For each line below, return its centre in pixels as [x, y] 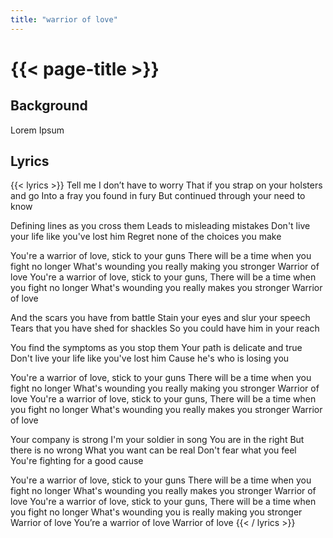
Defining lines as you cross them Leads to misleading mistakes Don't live [160, 226]
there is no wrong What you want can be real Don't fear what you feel [153, 450]
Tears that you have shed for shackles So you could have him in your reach [165, 328]
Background [49, 106]
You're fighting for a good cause [77, 461]
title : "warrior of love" [64, 19]
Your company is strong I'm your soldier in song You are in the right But [157, 440]
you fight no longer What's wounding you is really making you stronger [156, 512]
